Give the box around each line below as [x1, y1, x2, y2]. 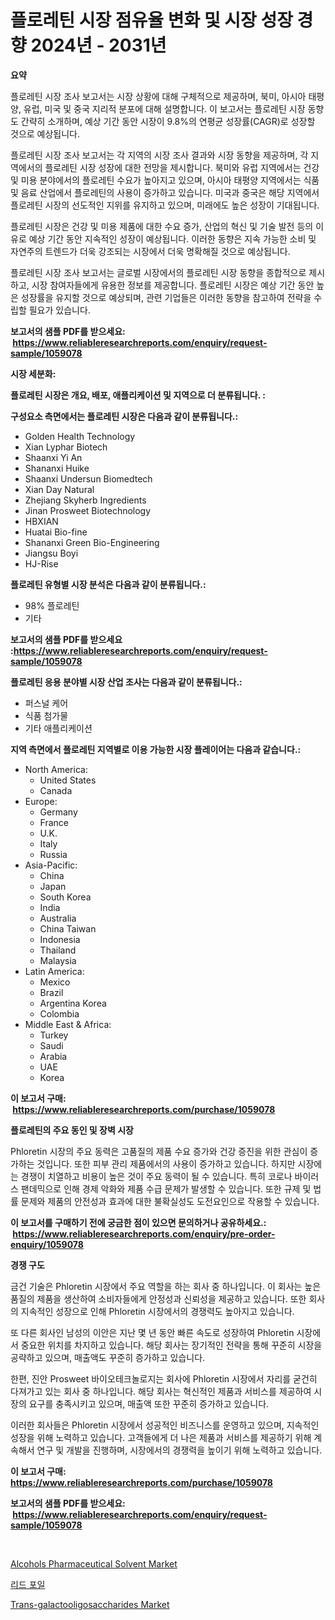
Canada [39, 784, 73, 796]
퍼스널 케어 [24, 697, 69, 709]
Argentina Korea [39, 997, 107, 1009]
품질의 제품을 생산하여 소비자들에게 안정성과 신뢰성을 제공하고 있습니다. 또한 [10, 1292, 307, 1305]
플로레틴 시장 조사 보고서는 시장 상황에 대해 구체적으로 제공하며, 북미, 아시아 [10, 90, 307, 102]
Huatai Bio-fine [24, 526, 88, 538]
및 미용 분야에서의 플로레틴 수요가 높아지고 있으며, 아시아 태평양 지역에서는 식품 [10, 174, 320, 186]
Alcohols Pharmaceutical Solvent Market [10, 1557, 178, 1570]
